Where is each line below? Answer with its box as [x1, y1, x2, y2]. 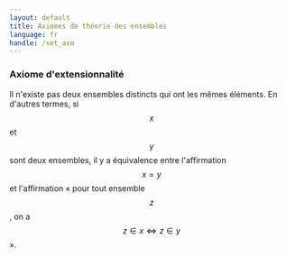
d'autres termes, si [9, 98, 79, 109]
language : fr [9, 30, 59, 39]
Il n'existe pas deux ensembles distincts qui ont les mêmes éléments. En [9, 88, 278, 99]
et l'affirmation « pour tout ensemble [9, 182, 146, 194]
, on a [9, 211, 31, 222]
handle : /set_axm [9, 38, 75, 48]
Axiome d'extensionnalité [9, 69, 125, 81]
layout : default [9, 13, 70, 23]
